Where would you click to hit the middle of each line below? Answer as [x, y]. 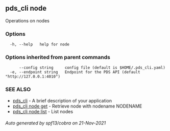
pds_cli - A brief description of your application [62, 100]
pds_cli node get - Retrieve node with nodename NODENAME [77, 106]
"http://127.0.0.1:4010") [33, 77]
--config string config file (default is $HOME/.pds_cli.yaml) [92, 68]
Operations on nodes [27, 20]
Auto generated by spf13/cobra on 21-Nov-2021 [56, 123]
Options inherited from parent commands [58, 57]
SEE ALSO [18, 90]
